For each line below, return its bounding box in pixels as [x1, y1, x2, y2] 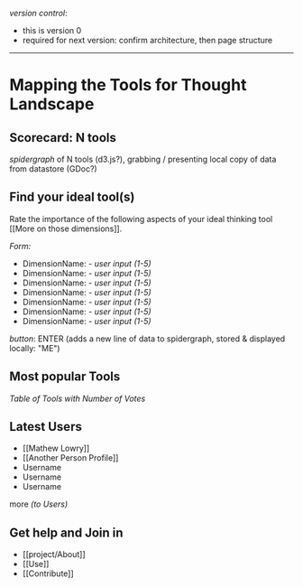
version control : [9, 8, 68, 18]
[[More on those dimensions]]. [9, 223, 123, 234]
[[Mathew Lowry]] [22, 443, 90, 454]
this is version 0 [22, 25, 82, 35]
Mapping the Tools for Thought [9, 75, 247, 96]
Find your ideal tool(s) [9, 190, 135, 205]
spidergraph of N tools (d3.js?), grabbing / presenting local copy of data [9, 154, 277, 164]
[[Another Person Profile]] [22, 452, 119, 463]
